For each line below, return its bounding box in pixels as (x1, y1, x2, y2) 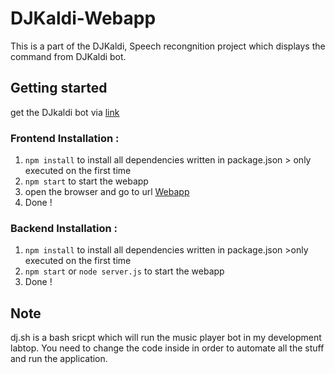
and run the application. (10, 353, 108, 365)
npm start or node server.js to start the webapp (24, 265, 225, 277)
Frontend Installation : (10, 131, 120, 145)
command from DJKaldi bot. (10, 50, 127, 62)
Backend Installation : (10, 221, 118, 235)
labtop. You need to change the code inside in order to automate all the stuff (10, 342, 325, 354)
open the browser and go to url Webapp (24, 186, 190, 198)
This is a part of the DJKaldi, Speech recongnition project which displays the (10, 40, 326, 52)
